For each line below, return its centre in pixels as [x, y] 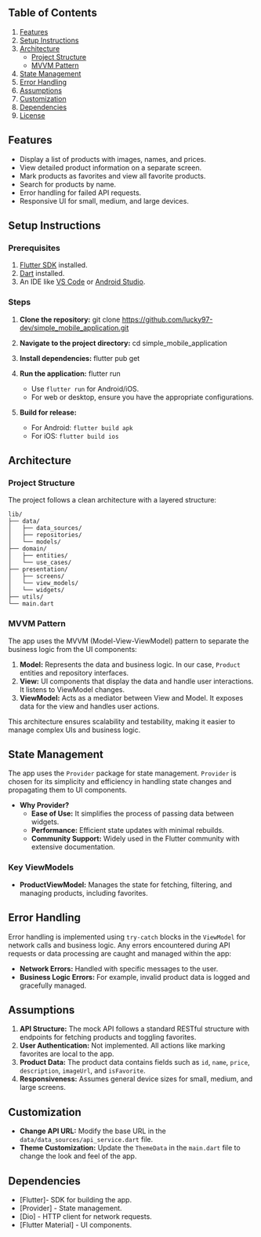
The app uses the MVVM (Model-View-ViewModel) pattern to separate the [129, 641]
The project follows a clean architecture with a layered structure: [112, 500]
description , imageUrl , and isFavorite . [83, 1071]
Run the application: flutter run [70, 374]
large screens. [43, 1088]
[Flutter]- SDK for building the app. [75, 1199]
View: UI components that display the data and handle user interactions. [136, 681]
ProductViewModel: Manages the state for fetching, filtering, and [126, 885]
